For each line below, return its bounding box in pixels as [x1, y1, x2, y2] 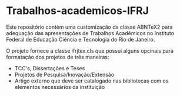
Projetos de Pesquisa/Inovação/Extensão [14, 71, 115, 78]
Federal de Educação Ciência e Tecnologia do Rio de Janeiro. [6, 36, 155, 43]
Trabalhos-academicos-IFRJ [6, 4, 149, 18]
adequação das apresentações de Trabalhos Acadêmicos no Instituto [6, 29, 175, 36]
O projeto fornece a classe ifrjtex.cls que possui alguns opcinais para [6, 47, 174, 54]
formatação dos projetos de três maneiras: [6, 53, 109, 60]
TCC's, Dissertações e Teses [14, 64, 85, 71]
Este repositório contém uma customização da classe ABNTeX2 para [6, 23, 173, 30]
